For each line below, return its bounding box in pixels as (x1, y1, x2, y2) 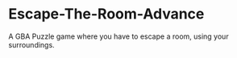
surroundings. (8, 39, 55, 49)
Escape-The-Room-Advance (8, 5, 205, 23)
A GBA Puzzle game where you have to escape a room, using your (8, 31, 229, 41)
